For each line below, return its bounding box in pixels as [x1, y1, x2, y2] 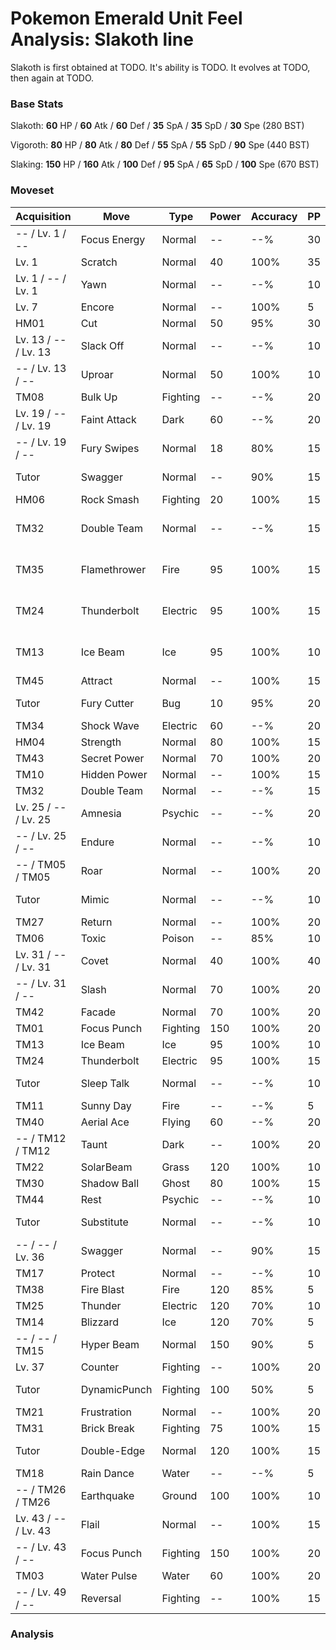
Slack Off [80, 338, 125, 352]
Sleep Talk [80, 1076, 130, 1090]
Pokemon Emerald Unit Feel [10, 7, 243, 30]
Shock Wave [80, 718, 140, 732]
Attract [80, 673, 113, 687]
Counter [80, 1360, 120, 1374]
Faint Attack [80, 412, 137, 426]
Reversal [80, 1591, 122, 1605]
